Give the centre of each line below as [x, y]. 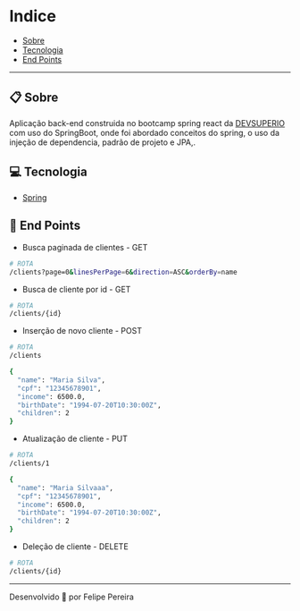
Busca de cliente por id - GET [76, 289]
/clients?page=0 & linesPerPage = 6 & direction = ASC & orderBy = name [124, 272]
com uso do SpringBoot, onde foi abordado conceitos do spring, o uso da [144, 133]
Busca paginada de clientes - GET [85, 247]
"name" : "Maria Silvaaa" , [66, 488]
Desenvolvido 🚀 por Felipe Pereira [71, 597]
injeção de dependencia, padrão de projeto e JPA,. [103, 142]
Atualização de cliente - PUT [75, 439]
